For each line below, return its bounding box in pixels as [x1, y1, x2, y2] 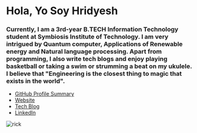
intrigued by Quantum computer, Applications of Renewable [6, 40, 183, 48]
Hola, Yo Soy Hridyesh [6, 4, 118, 18]
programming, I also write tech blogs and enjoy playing [6, 55, 168, 63]
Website [14, 96, 36, 104]
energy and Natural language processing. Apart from [6, 47, 162, 56]
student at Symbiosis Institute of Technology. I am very [6, 33, 169, 41]
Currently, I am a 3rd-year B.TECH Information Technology [6, 25, 179, 34]
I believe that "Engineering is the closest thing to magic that [6, 70, 182, 78]
